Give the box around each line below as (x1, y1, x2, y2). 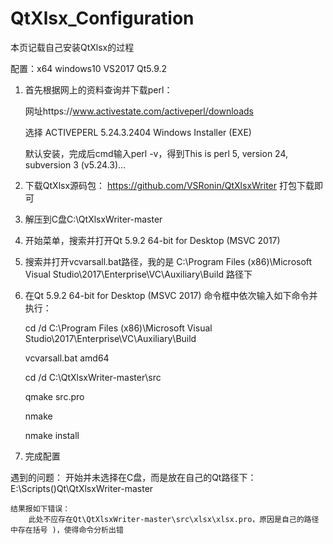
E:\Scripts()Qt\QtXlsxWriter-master (10, 482, 154, 494)
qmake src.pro (24, 390, 85, 402)
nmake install (24, 429, 80, 441)
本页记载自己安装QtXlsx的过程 (10, 41, 135, 53)
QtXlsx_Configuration (10, 7, 195, 30)
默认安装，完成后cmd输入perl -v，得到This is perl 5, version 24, (24, 147, 289, 159)
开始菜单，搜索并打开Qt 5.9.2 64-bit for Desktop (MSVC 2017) (24, 234, 281, 246)
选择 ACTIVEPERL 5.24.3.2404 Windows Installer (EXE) (24, 126, 252, 138)
